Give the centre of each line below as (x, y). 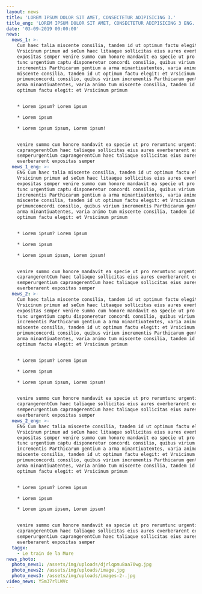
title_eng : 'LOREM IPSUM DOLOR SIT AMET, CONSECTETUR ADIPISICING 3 (94, 23)
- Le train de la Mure (45, 553)
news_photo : (21, 559)
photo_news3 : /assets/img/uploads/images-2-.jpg (74, 576)
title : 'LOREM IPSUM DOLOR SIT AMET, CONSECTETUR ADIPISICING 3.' (91, 17)
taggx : (20, 548)
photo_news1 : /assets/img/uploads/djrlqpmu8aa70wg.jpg (82, 564)
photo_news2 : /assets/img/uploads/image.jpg (68, 570)
